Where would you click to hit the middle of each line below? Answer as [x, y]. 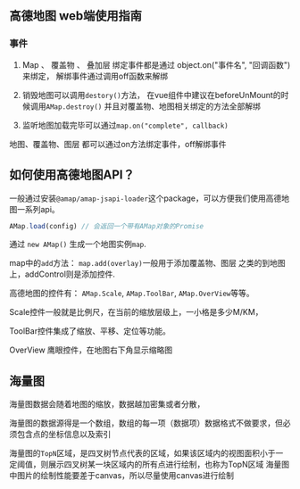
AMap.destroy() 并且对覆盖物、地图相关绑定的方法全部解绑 [153, 106]
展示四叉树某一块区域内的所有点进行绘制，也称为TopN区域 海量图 [169, 464]
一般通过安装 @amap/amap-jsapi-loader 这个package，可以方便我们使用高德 [146, 198]
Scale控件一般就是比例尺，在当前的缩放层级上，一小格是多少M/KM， [136, 312]
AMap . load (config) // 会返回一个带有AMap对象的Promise [107, 226]
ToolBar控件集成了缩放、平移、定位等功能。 [90, 331]
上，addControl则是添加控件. [62, 274]
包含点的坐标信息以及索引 [64, 435]
